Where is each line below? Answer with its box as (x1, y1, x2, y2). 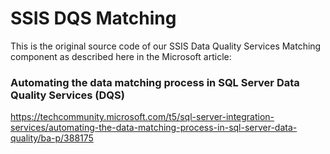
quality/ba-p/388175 (10, 132, 94, 144)
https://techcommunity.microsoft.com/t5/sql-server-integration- (10, 111, 275, 123)
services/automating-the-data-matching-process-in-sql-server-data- (10, 122, 298, 134)
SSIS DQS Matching (10, 7, 177, 30)
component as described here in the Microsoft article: (10, 50, 232, 62)
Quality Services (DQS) (10, 88, 125, 102)
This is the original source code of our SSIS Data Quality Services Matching (10, 40, 322, 52)
